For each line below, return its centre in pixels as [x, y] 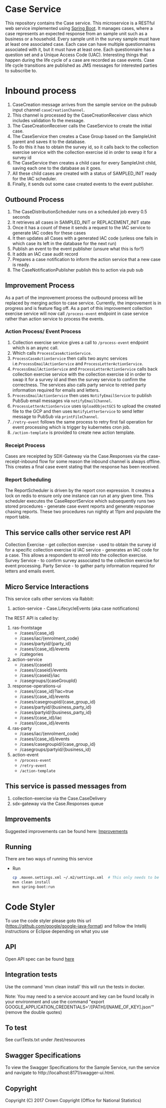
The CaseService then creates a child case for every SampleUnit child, [84, 162]
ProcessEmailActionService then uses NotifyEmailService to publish [82, 395]
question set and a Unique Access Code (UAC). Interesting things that [76, 55]
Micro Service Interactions [47, 587]
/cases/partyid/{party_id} [45, 644]
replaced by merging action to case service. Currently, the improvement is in [83, 303]
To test [16, 1028]
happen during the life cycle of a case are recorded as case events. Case [80, 60]
